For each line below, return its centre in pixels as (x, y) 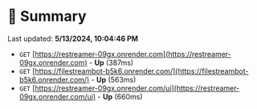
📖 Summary (47, 16)
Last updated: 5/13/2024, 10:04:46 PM (73, 38)
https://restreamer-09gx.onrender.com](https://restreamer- (133, 54)
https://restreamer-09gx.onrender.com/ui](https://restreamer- (137, 88)
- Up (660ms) (120, 96)
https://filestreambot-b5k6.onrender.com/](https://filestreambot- (142, 71)
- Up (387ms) (111, 63)
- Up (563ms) (114, 79)
